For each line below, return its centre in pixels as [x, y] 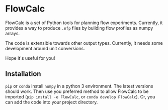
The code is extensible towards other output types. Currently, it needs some [84, 43]
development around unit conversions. [45, 48]
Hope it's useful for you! [30, 58]
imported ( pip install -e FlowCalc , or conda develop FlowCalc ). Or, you [80, 96]
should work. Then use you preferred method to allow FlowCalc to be [77, 91]
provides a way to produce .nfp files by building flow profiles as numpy [79, 28]
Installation [23, 74]
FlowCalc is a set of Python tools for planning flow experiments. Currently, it [84, 23]
